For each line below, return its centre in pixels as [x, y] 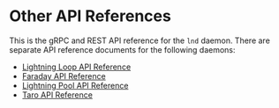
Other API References [90, 16]
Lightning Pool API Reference [75, 85]
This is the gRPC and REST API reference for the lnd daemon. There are [140, 40]
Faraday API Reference [64, 76]
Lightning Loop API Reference [76, 67]
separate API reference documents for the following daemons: [122, 49]
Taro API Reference [57, 95]
